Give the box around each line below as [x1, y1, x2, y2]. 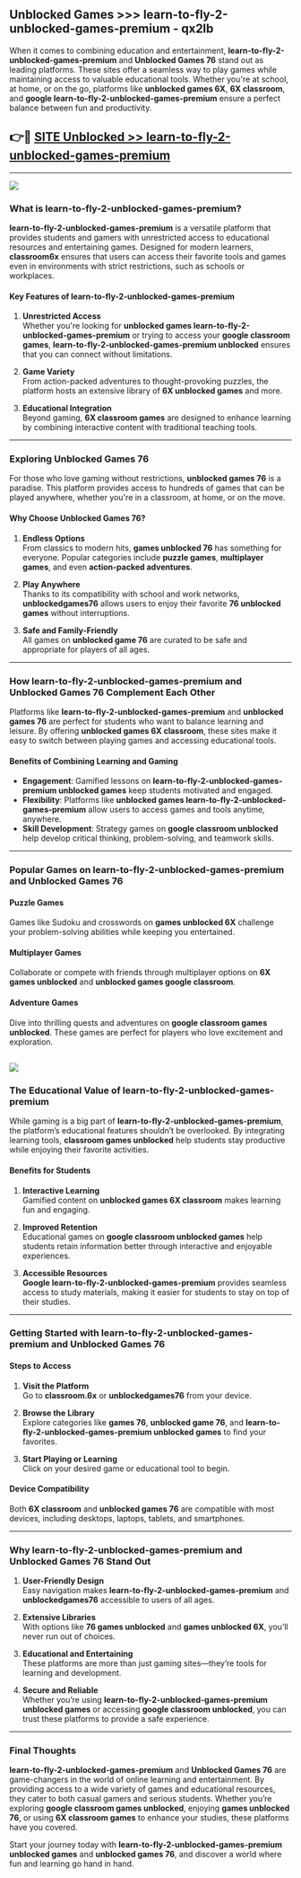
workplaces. [9, 269, 56, 281]
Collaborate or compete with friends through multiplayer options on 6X [9, 967, 271, 978]
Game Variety [21, 366, 75, 377]
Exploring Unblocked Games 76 [9, 453, 150, 465]
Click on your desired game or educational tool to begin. [21, 1463, 230, 1474]
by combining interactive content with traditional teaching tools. [21, 422, 258, 433]
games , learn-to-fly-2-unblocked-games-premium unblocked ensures [21, 339, 291, 350]
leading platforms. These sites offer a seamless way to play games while [9, 64, 278, 75]
